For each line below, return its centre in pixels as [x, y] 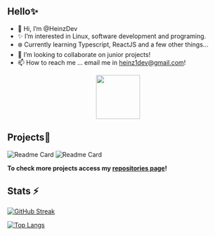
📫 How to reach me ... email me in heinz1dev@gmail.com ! [102, 62]
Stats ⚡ [23, 191]
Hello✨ [23, 12]
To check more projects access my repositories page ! [87, 168]
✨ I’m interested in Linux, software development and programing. [112, 36]
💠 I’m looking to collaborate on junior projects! [84, 54]
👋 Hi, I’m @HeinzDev [47, 28]
